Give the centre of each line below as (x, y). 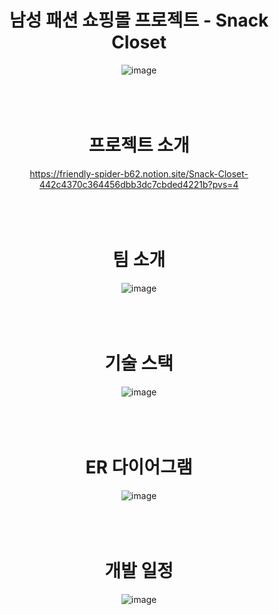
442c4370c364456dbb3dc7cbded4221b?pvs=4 (139, 184)
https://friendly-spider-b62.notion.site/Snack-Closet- (139, 173)
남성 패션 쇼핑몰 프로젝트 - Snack (139, 20)
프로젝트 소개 (139, 145)
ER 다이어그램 (139, 467)
